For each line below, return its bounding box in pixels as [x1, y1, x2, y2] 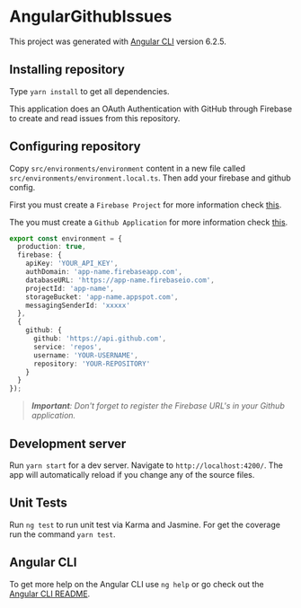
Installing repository [9, 62, 126, 77]
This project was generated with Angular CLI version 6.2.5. [9, 36, 226, 47]
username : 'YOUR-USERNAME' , [32, 350, 139, 360]
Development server [9, 436, 127, 451]
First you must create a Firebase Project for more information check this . [9, 199, 282, 210]
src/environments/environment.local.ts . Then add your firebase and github [9, 172, 292, 183]
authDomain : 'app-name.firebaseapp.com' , [25, 268, 182, 277]
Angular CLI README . [9, 588, 91, 599]
